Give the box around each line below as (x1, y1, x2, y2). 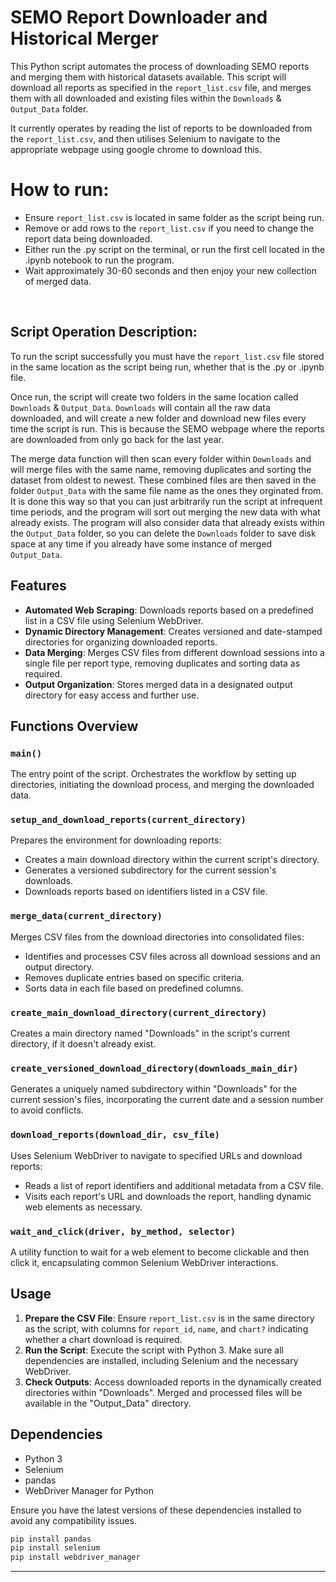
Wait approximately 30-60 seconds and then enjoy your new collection (24, 264, 317, 276)
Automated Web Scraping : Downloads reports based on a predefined (24, 604, 314, 616)
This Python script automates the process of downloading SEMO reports (10, 60, 310, 72)
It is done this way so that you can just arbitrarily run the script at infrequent (10, 495, 323, 507)
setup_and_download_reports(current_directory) (10, 814, 247, 826)
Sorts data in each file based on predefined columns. (24, 982, 244, 994)
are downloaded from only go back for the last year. (10, 433, 224, 445)
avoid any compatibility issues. (10, 1514, 137, 1526)
